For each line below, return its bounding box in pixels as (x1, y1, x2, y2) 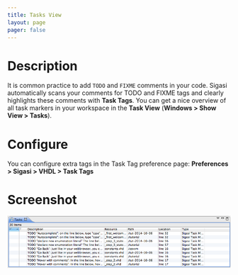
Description (7, 57, 78, 74)
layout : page (7, 18, 46, 26)
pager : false (7, 26, 46, 33)
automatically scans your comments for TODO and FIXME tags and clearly (7, 89, 225, 97)
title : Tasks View (7, 11, 62, 18)
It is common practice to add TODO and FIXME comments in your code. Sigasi (7, 82, 228, 90)
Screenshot (7, 192, 77, 208)
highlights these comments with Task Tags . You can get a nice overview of (7, 96, 227, 105)
